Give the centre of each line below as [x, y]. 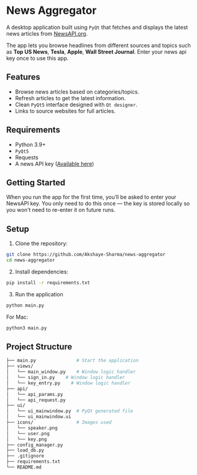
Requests [27, 157]
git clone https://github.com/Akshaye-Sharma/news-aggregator [86, 255]
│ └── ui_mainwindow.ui [39, 417]
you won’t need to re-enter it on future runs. [61, 210]
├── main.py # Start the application [72, 361]
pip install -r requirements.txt [48, 282]
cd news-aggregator [31, 260]
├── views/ [20, 366]
